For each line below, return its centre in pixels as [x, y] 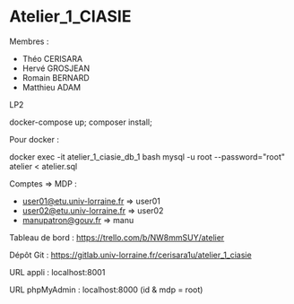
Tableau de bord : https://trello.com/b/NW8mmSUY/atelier [117, 237]
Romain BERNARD [56, 77]
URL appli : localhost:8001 [57, 272]
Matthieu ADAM [52, 87]
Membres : [29, 41]
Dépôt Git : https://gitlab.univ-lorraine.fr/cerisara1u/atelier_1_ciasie [131, 255]
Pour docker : [35, 139]
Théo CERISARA [52, 58]
